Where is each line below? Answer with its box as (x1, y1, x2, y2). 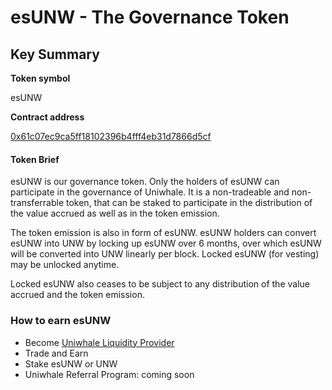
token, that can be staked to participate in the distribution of (65, 197, 313, 209)
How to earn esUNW (10, 314, 112, 328)
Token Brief (10, 153, 60, 165)
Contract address (10, 111, 85, 123)
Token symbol (10, 72, 71, 84)
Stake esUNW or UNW (24, 357, 118, 370)
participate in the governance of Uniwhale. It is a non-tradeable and (10, 186, 290, 198)
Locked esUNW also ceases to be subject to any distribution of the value (10, 278, 310, 290)
